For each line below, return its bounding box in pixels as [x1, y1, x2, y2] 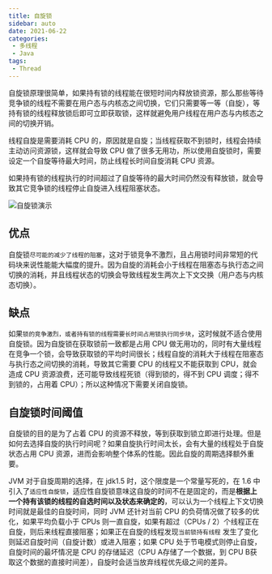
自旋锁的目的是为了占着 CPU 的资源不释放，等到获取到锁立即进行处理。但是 [8, 429, 261, 439]
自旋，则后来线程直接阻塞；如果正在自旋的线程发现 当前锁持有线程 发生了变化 [8, 527, 259, 537]
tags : [8, 58, 27, 66]
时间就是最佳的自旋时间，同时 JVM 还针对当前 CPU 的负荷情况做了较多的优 [8, 507, 260, 516]
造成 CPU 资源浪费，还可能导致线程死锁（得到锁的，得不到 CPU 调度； [8, 370, 245, 379]
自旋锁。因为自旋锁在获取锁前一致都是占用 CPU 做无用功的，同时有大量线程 [8, 339, 261, 349]
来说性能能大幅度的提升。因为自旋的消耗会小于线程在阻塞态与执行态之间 [22, 259, 264, 269]
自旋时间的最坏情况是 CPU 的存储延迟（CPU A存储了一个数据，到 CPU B [8, 547, 251, 557]
